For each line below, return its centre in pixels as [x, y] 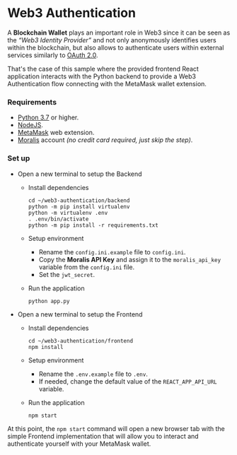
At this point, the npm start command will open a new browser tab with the [116, 428]
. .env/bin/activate [58, 219]
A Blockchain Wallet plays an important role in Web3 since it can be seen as [119, 32]
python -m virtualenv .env [68, 213]
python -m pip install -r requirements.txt [93, 225]
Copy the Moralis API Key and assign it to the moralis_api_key [130, 259]
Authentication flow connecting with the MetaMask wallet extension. [107, 83]
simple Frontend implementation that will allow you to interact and [103, 436]
